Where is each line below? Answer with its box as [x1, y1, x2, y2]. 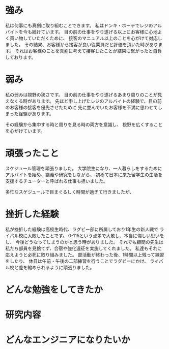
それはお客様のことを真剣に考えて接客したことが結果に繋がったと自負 [15, 48, 162, 54]
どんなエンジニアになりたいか [5, 334, 131, 346]
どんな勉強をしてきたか [5, 284, 103, 295]
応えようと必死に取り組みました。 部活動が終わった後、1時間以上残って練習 [5, 251, 164, 258]
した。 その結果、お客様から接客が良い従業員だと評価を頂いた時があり [9, 41, 158, 47]
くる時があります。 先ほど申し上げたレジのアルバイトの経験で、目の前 [14, 98, 162, 104]
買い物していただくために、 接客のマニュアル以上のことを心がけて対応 [9, 35, 158, 41]
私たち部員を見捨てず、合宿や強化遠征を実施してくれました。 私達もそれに [5, 245, 162, 251]
